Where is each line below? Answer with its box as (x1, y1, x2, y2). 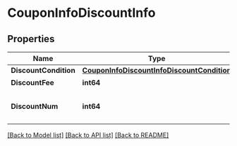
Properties (7, 33, 55, 45)
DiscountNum (11, 102, 59, 111)
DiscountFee (11, 78, 54, 87)
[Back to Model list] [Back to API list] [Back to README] (7, 131, 169, 139)
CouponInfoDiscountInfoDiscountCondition (82, 65, 231, 75)
